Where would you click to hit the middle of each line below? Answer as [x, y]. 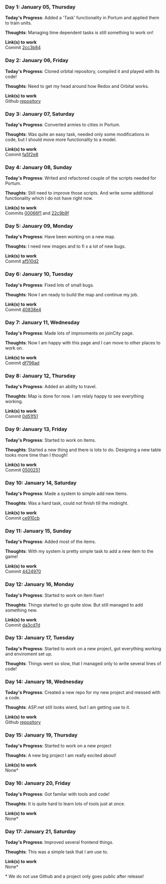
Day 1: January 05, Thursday [40, 7]
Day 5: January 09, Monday [39, 226]
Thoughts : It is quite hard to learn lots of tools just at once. [65, 804]
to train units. [19, 23]
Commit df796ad [22, 363]
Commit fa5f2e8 [22, 154]
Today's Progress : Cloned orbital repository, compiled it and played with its [83, 71]
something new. [21, 610]
